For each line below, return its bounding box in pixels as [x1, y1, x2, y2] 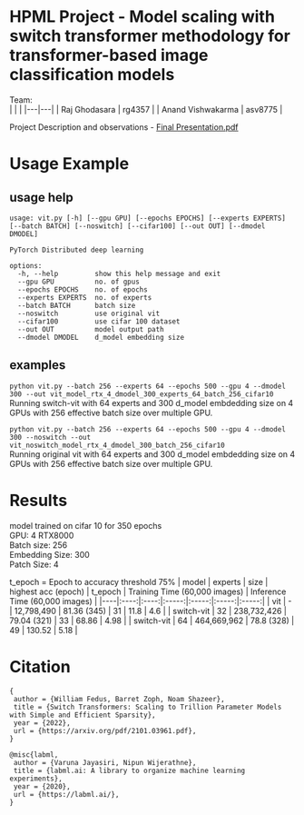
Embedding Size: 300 [9, 549, 91, 560]
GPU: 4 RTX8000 [9, 530, 74, 541]
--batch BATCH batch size [17, 301, 136, 310]
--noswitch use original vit [17, 309, 161, 318]
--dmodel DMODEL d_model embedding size [17, 333, 184, 342]
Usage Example [9, 154, 130, 174]
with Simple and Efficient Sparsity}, [9, 711, 156, 720]
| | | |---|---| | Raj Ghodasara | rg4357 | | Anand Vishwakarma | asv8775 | [9, 104, 283, 114]
